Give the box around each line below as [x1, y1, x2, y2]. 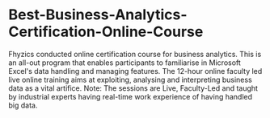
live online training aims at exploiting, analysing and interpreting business [8, 75, 252, 84]
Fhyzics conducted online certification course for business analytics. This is [8, 49, 262, 59]
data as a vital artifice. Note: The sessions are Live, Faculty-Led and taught [8, 83, 259, 93]
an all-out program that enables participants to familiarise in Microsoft [8, 58, 241, 67]
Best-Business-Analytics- [8, 6, 188, 24]
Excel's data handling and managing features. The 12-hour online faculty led [8, 66, 263, 75]
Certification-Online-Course [8, 22, 204, 41]
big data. [8, 100, 38, 110]
